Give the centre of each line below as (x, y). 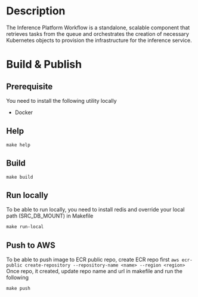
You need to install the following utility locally (62, 100)
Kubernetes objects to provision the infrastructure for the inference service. (99, 40)
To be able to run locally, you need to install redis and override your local (95, 210)
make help (18, 145)
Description (36, 11)
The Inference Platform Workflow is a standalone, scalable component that (98, 27)
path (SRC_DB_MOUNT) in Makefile (50, 216)
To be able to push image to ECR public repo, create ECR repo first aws (93, 260)
